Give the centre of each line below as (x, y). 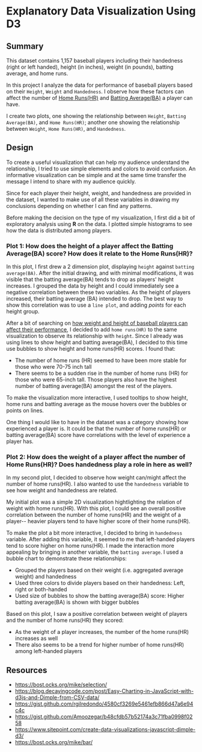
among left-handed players (48, 651)
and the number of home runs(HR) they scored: (65, 620)
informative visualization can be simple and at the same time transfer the (96, 175)
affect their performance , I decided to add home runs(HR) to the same (92, 330)
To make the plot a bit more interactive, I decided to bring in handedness (94, 533)
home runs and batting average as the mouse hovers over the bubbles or (96, 404)
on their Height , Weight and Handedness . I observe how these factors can (95, 91)
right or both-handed (41, 589)
